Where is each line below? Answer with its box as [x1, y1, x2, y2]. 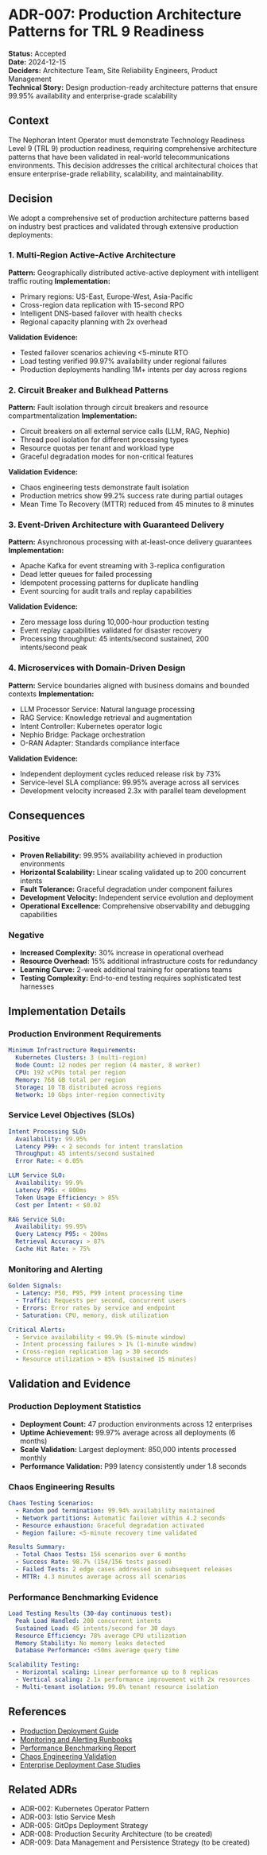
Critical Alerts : [8, 1326, 66, 1334]
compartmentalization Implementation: [8, 411, 137, 420]
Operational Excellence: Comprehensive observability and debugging [19, 901, 250, 911]
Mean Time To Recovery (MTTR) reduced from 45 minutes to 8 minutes [19, 499, 254, 509]
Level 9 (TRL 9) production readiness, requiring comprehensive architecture [8, 143, 257, 153]
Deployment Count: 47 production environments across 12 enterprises [19, 1419, 253, 1428]
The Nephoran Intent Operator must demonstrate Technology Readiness [8, 135, 245, 145]
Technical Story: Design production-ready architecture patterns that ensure [8, 82, 258, 92]
